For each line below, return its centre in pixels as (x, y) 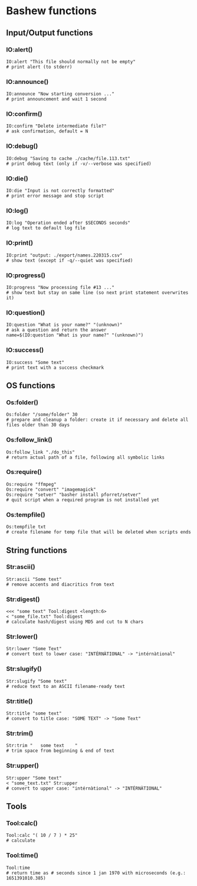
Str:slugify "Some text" (37, 681)
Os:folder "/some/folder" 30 (42, 415)
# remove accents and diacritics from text (60, 584)
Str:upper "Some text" (34, 778)
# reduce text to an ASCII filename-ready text (66, 686)
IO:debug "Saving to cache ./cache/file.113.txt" (68, 158)
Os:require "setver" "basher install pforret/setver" (74, 495)
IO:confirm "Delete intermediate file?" (57, 126)
